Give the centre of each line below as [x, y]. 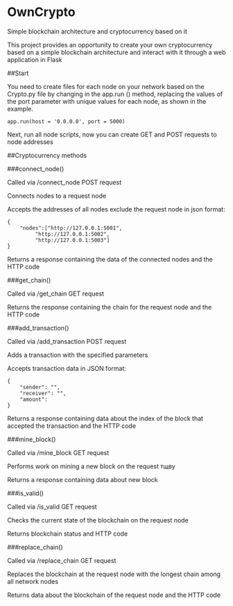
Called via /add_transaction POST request [67, 341]
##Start [18, 73]
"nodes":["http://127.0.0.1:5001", [71, 228]
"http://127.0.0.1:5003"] [72, 240]
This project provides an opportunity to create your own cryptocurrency [110, 45]
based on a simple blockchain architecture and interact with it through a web [116, 52]
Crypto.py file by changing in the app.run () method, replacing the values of [115, 94]
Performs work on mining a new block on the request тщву [91, 466]
